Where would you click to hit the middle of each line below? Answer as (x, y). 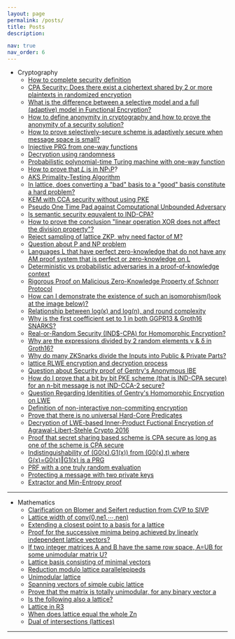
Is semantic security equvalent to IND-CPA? (91, 214)
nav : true (22, 46)
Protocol (40, 289)
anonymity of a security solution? (76, 124)
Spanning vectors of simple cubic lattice (86, 584)
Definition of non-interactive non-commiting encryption (108, 408)
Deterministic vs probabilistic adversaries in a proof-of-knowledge (123, 266)
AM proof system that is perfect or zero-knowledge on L (109, 259)
